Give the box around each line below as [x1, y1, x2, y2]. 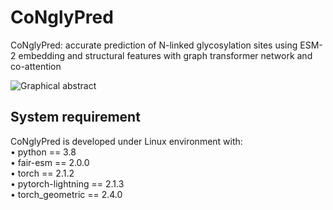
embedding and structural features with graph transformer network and [18, 49, 313, 61]
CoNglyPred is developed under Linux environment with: [10, 135, 243, 147]
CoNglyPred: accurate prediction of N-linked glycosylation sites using [10, 39, 298, 51]
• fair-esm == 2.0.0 [10, 156, 90, 168]
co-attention [10, 60, 62, 72]
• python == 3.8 [10, 146, 77, 158]
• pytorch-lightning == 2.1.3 [10, 177, 125, 190]
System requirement [10, 109, 141, 126]
